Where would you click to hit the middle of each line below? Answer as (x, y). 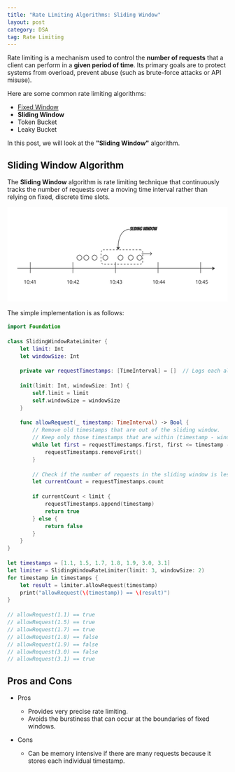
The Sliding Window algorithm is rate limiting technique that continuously (113, 182)
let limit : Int (42, 349)
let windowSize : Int (50, 356)
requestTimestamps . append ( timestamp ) (100, 504)
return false (63, 526)
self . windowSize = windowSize (76, 400)
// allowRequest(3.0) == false (53, 652)
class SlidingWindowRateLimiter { (58, 341)
